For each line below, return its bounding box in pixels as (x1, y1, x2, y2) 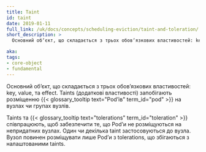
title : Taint (6, 9, 40, 15)
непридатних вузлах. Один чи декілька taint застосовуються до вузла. (6, 127, 191, 134)
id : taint (6, 15, 32, 21)
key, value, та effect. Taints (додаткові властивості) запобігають (6, 89, 172, 96)
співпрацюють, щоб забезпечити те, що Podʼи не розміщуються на (6, 120, 182, 127)
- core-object (6, 59, 43, 66)
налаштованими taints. (6, 140, 66, 147)
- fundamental (6, 66, 43, 72)
